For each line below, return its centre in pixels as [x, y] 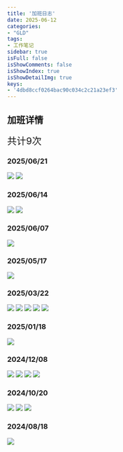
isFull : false [27, 58]
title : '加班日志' [32, 13]
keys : [15, 84]
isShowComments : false [40, 65]
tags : [15, 39]
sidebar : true [27, 52]
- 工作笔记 [21, 45]
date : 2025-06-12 [32, 20]
